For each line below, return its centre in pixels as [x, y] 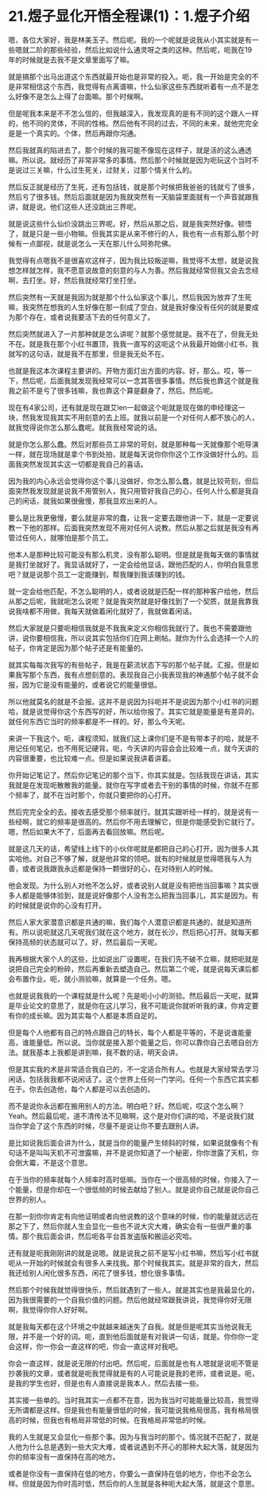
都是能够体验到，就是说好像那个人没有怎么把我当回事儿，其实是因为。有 [140, 895]
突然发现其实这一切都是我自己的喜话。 [85, 464]
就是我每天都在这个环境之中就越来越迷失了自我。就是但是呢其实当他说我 [126, 1326]
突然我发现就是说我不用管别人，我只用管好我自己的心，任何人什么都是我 [133, 490]
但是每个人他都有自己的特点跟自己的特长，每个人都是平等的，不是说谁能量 [130, 1032]
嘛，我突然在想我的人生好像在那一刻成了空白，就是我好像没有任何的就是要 [130, 307]
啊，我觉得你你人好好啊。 [50, 1309]
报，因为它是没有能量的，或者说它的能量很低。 [85, 684]
